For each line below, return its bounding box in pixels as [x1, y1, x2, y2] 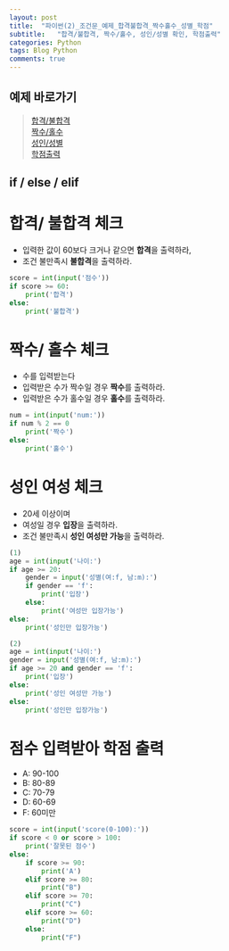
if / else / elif [9, 175, 79, 190]
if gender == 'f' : [25, 582, 94, 591]
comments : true [9, 54, 66, 63]
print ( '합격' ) [25, 290, 74, 299]
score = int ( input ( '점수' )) [9, 274, 110, 283]
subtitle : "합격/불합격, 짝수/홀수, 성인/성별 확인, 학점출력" [9, 29, 221, 38]
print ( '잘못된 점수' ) [25, 842, 96, 851]
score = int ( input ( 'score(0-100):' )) [9, 825, 150, 834]
